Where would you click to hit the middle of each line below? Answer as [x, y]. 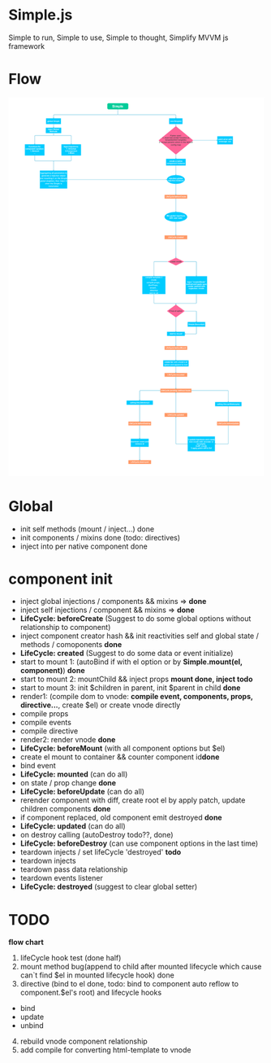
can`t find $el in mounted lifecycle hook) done [97, 975]
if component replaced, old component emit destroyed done [121, 818]
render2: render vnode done [68, 740]
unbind [32, 1026]
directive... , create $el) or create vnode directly [100, 705]
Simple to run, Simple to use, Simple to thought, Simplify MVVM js [118, 37]
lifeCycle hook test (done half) [71, 958]
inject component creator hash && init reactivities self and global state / [140, 636]
